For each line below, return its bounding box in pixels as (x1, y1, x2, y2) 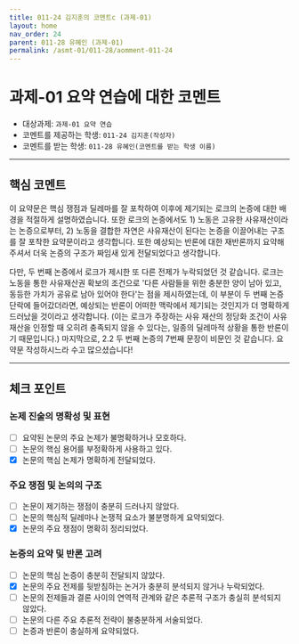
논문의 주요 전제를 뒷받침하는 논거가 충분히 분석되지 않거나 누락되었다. (21, 581, 265, 591)
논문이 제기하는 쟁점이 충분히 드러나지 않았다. (21, 501, 180, 512)
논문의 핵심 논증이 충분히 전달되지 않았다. (21, 569, 166, 580)
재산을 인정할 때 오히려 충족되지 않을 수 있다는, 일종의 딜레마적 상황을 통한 (9, 322, 265, 332)
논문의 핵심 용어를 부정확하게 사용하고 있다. (21, 443, 173, 454)
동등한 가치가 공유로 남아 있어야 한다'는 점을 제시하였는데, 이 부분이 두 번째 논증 (9, 289, 285, 299)
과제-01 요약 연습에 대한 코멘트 (9, 87, 221, 108)
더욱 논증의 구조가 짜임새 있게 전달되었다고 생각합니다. (32, 247, 221, 258)
